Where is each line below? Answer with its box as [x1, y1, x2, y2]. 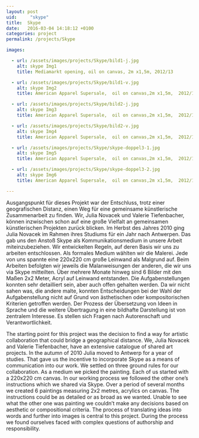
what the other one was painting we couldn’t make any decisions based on [6, 399, 188, 407]
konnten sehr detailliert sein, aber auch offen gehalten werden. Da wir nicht [6, 281, 190, 288]
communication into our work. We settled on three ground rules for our [6, 361, 179, 369]
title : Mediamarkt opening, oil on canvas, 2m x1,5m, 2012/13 [17, 69, 174, 75]
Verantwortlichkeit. [6, 319, 52, 326]
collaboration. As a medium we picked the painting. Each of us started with [6, 368, 189, 375]
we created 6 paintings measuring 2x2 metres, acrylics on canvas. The [6, 387, 179, 394]
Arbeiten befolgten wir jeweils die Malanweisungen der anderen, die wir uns [6, 262, 191, 269]
